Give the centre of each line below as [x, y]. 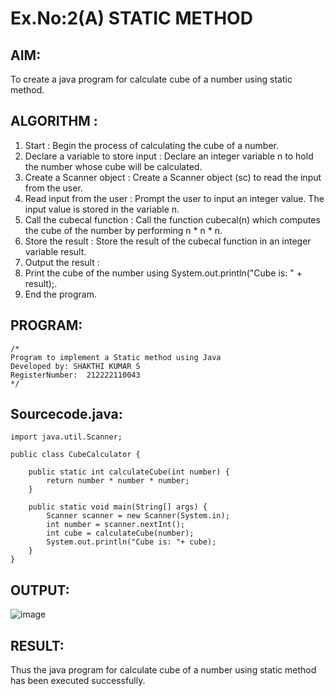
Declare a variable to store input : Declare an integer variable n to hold [169, 156]
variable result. [55, 251]
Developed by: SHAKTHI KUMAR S [75, 366]
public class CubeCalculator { [75, 455]
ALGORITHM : [54, 121]
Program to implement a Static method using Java [116, 357]
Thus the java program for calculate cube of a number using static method [163, 670]
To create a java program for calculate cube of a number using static [151, 79]
